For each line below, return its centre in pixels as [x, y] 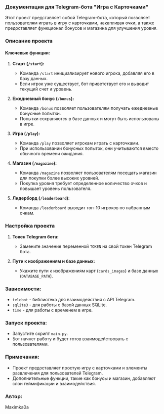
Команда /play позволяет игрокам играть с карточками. [80, 143]
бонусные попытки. [40, 114]
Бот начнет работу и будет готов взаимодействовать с [70, 339]
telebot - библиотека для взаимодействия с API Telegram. [74, 300]
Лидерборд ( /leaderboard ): [41, 198]
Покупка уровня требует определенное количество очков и [83, 184]
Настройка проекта [30, 226]
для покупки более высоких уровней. [60, 178]
